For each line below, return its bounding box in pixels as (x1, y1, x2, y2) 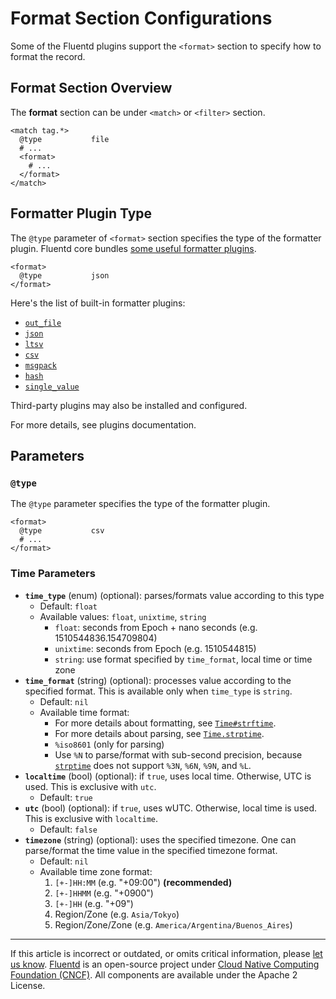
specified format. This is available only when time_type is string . (24, 685, 293, 697)
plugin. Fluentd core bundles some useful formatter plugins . (10, 242, 257, 254)
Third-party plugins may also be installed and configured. (10, 399, 248, 411)
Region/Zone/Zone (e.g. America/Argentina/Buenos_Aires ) (54, 918, 293, 931)
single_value (24, 382, 80, 392)
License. (10, 979, 46, 991)
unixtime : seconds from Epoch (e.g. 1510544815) (54, 642, 257, 654)
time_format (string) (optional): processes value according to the (24, 674, 292, 686)
